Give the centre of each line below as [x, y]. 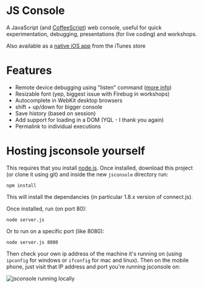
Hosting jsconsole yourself [76, 151]
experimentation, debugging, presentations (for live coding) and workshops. [102, 34]
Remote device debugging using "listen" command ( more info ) [93, 87]
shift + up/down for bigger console [59, 107]
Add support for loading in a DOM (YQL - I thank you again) [89, 120]
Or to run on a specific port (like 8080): [55, 231]
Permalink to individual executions [58, 126]
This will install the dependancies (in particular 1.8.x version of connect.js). [100, 196]
